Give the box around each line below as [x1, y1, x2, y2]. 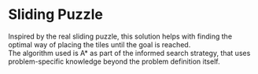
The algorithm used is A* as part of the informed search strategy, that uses [8, 48, 251, 57]
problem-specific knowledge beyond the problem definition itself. [8, 57, 220, 66]
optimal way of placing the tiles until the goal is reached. [8, 39, 191, 49]
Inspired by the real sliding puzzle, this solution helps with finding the [8, 31, 233, 41]
